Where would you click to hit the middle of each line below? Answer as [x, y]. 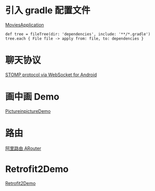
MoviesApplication [25, 25]
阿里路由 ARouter [23, 148]
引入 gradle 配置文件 [48, 10]
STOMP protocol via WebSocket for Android [51, 75]
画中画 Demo [32, 97]
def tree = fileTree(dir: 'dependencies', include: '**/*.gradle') [78, 34]
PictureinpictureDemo [28, 111]
